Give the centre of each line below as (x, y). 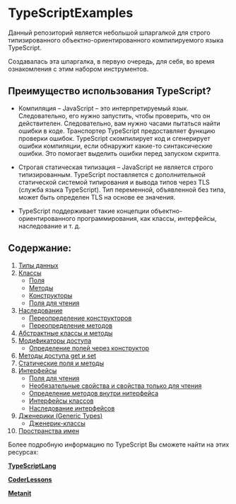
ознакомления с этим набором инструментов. (78, 69)
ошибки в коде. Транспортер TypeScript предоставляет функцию (117, 131)
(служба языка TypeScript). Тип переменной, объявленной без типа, (122, 190)
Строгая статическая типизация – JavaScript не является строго (116, 167)
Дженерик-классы (57, 423)
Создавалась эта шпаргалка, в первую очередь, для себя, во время (111, 61)
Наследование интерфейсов (72, 408)
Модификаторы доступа (55, 340)
